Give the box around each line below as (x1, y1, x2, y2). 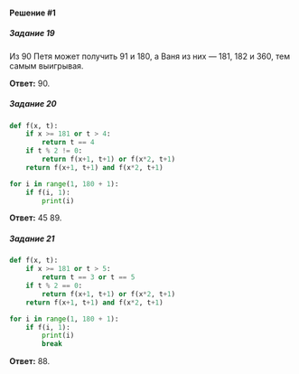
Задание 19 (9, 28, 56, 39)
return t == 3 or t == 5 (42, 273, 135, 282)
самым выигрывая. (9, 60, 84, 71)
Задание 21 (9, 233, 55, 244)
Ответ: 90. (9, 78, 51, 89)
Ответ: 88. (9, 356, 51, 367)
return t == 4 (42, 138, 95, 147)
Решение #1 (9, 7, 56, 18)
